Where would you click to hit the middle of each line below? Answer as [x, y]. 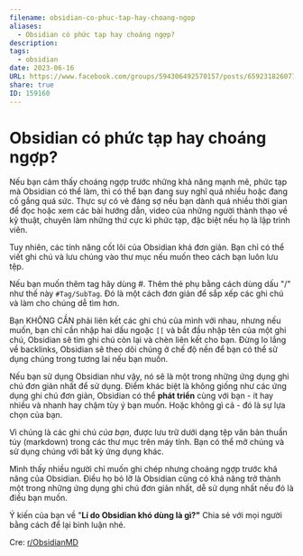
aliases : [26, 26]
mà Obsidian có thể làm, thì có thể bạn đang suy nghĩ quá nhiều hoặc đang [149, 191]
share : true [32, 85]
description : [34, 43]
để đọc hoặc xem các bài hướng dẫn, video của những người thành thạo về [149, 211]
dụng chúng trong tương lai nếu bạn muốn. [89, 359]
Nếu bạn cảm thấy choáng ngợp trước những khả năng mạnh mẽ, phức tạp [148, 182]
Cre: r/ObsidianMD [44, 542]
